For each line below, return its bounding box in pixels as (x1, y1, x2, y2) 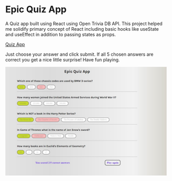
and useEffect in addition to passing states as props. (5, 31, 116, 37)
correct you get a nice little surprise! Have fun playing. (5, 56, 120, 62)
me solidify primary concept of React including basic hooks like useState (5, 26, 159, 32)
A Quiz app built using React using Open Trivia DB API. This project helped (5, 20, 163, 27)
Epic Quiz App (5, 4, 67, 15)
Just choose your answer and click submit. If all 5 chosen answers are (5, 51, 154, 57)
